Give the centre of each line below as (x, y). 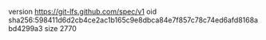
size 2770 (61, 28)
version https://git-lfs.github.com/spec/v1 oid (83, 12)
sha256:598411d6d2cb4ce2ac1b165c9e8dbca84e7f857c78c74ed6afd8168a (133, 20)
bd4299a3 (26, 28)
